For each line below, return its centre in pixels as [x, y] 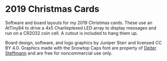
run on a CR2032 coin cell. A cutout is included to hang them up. [72, 33]
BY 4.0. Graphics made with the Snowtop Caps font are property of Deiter [81, 48]
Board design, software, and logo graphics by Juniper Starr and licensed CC [83, 42]
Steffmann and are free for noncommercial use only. [59, 53]
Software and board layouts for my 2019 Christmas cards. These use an [79, 23]
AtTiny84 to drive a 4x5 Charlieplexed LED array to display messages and [81, 28]
